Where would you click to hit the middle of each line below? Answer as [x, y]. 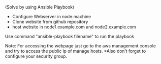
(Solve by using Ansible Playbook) [40, 7]
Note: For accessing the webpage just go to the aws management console [80, 46]
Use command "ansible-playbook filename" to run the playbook [70, 36]
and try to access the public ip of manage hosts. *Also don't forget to [76, 51]
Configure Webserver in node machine [51, 16]
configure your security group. [36, 56]
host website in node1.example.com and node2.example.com [74, 27]
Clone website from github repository [50, 22]
